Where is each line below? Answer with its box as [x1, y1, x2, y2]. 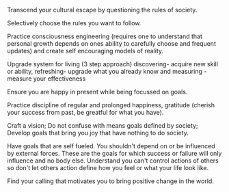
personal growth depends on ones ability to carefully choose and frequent [7, 40, 217, 47]
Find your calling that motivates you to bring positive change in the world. [7, 177, 214, 185]
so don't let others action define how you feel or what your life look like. [7, 164, 209, 172]
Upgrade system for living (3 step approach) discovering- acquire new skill [7, 60, 219, 68]
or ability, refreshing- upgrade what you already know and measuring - [7, 68, 207, 75]
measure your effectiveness [7, 74, 86, 83]
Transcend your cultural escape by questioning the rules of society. [7, 6, 198, 14]
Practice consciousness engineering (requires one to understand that [7, 32, 203, 40]
